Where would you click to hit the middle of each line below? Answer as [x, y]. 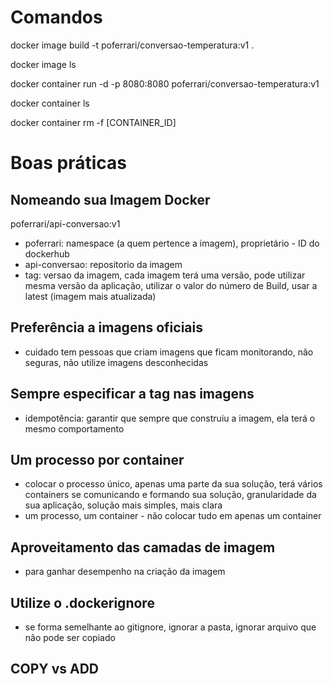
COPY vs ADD [54, 669]
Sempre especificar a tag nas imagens [132, 394]
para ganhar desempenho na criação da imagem [125, 572]
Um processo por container [97, 459]
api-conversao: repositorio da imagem [103, 264]
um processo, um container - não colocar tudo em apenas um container [173, 516]
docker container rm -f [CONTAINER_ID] [93, 122]
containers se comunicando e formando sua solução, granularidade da [170, 495]
